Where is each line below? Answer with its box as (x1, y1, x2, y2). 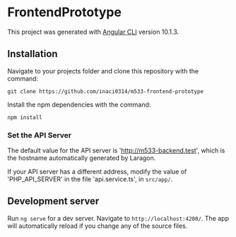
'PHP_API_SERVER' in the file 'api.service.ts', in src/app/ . (7, 175, 173, 183)
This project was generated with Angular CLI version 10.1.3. (7, 28, 179, 36)
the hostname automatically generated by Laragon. (7, 154, 156, 162)
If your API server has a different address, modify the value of (7, 167, 187, 176)
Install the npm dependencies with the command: (7, 100, 151, 109)
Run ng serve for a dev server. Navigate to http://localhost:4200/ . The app (7, 214, 230, 222)
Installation (7, 48, 58, 60)
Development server (7, 195, 100, 207)
